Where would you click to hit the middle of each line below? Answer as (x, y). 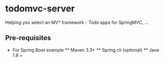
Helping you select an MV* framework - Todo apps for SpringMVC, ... (77, 22)
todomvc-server (40, 9)
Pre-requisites (28, 38)
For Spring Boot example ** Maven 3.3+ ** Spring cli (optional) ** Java (86, 50)
